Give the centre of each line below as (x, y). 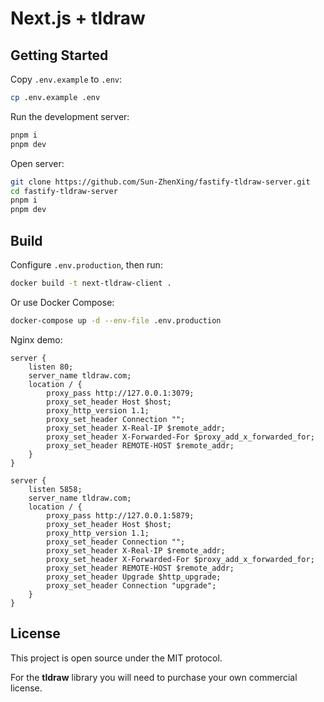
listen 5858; (55, 489)
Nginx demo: (36, 339)
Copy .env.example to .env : (66, 79)
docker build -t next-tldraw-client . (91, 283)
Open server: (37, 163)
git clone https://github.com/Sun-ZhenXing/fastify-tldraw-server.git (160, 182)
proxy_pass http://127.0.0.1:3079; (120, 393)
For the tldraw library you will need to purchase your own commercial (154, 677)
